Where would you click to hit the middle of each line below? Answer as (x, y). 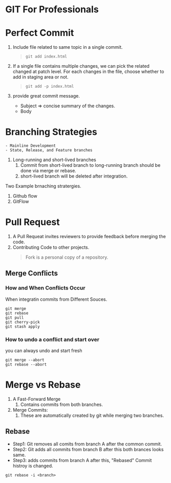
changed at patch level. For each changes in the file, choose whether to (88, 72)
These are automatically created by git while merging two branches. (92, 415)
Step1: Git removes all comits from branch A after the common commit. (87, 444)
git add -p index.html (50, 86)
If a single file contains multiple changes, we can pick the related (81, 66)
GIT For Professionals (52, 9)
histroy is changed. (33, 466)
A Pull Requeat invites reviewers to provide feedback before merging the (89, 236)
